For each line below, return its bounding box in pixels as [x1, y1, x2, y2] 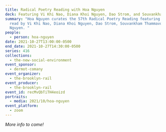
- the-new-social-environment [9, 58, 72, 63]
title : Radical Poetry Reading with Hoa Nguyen [5, 7, 105, 12]
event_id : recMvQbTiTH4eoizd [5, 90, 65, 95]
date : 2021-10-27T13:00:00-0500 [5, 39, 72, 44]
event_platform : [5, 103, 39, 108]
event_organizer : [5, 71, 41, 76]
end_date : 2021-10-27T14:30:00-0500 [5, 44, 81, 49]
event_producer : [5, 80, 39, 85]
